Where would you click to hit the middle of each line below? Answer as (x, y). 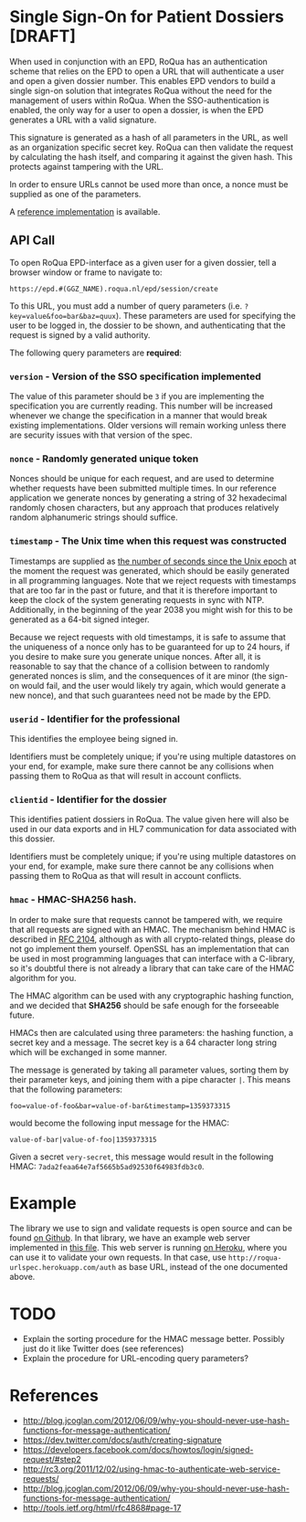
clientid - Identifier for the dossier (88, 799)
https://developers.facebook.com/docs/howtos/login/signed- (138, 1450)
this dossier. (32, 839)
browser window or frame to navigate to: (86, 272)
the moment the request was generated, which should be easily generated (149, 571)
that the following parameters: (66, 1089)
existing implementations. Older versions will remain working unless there (148, 426)
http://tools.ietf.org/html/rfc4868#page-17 (102, 1508)
